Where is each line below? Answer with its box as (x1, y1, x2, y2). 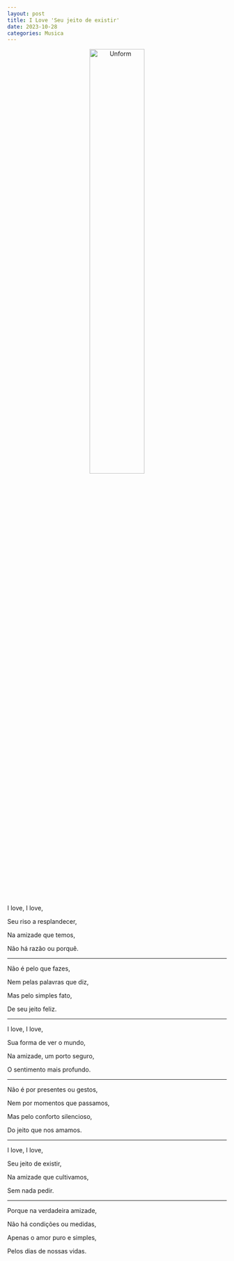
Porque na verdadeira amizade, (7, 1207, 97, 1215)
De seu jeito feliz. (7, 1005, 57, 1014)
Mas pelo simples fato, (7, 991, 72, 1000)
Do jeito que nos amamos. (7, 1126, 82, 1134)
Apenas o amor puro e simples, (7, 1234, 97, 1242)
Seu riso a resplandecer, (7, 918, 77, 926)
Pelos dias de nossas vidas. (7, 1247, 87, 1255)
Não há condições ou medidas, (7, 1220, 97, 1228)
